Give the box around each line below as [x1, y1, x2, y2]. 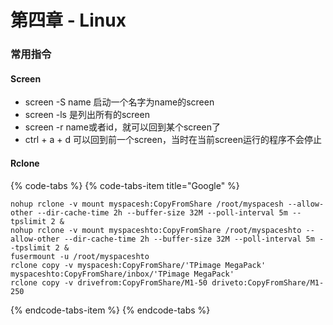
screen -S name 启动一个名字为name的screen [24, 96, 215, 108]
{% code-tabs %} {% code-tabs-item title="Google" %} [10, 179, 240, 191]
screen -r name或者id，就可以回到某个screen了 [24, 121, 221, 133]
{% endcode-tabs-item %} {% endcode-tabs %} [10, 304, 211, 316]
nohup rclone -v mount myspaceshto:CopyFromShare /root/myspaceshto [10, 225, 302, 235]
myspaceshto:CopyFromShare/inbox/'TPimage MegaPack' [10, 269, 235, 279]
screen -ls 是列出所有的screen [24, 109, 150, 121]
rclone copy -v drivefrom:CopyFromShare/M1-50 [10, 277, 208, 288]
